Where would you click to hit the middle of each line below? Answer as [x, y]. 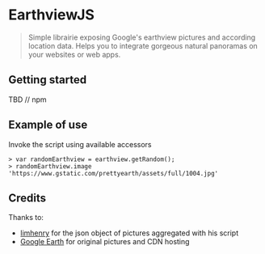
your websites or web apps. [74, 54]
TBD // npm [27, 99]
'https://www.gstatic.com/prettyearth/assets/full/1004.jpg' [114, 173]
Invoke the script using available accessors [80, 144]
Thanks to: [26, 218]
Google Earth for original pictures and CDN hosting [105, 242]
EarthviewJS [52, 15]
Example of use [48, 125]
